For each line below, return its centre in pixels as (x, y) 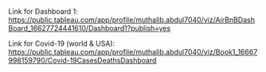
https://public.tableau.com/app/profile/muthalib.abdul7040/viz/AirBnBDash (131, 20)
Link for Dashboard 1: (43, 11)
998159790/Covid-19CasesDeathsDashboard (82, 60)
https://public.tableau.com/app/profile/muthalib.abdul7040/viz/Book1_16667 (133, 52)
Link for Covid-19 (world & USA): (62, 44)
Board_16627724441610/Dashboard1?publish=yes (90, 28)
